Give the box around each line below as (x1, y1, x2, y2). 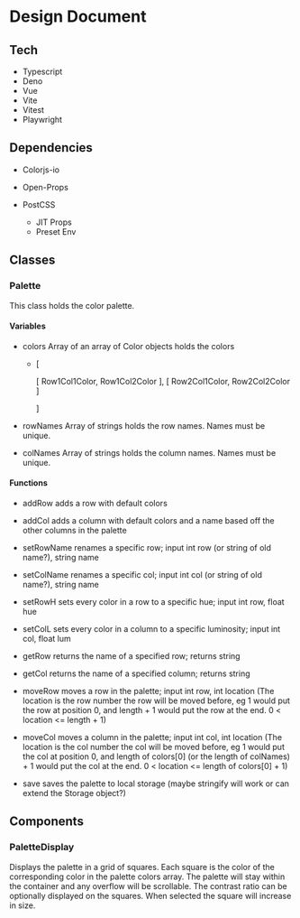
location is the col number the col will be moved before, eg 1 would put (22, 741, 286, 752)
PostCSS (22, 199, 56, 209)
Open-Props (22, 181, 69, 192)
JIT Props (35, 217, 72, 227)
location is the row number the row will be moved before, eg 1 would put (22, 695, 291, 706)
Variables (9, 320, 47, 331)
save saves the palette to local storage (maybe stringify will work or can (22, 778, 290, 789)
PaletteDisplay (9, 841, 75, 854)
